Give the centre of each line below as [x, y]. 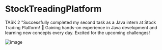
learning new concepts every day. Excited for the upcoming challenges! [78, 33]
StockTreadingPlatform [54, 9]
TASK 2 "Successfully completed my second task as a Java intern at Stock [81, 22]
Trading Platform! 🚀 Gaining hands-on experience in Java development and [81, 27]
